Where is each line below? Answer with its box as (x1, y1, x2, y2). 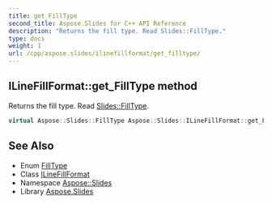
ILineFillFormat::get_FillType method (8, 79, 198, 93)
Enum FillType (19, 160, 68, 170)
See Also (8, 139, 54, 153)
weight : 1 (8, 42, 42, 50)
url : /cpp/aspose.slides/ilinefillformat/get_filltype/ (8, 49, 201, 57)
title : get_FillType (8, 11, 79, 20)
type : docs (8, 34, 45, 43)
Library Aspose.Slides (19, 186, 94, 196)
